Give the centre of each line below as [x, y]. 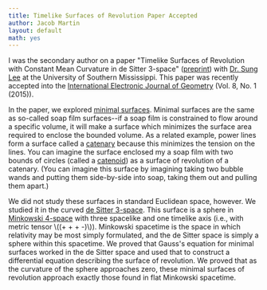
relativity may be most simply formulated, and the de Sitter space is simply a [133, 235]
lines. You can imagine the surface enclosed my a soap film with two [121, 152]
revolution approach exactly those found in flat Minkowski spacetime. [122, 278]
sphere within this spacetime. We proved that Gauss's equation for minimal [131, 244]
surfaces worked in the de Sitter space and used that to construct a [119, 253]
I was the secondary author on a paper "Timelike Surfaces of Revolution [126, 61]
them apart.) [29, 186]
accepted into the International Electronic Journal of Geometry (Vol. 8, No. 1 [132, 86]
